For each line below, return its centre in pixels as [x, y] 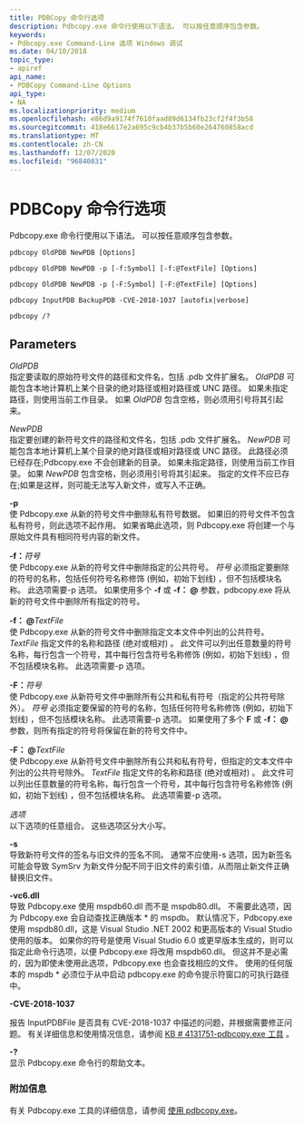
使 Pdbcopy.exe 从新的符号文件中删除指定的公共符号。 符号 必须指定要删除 [150, 567]
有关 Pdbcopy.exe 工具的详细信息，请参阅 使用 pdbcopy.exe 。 [126, 1110]
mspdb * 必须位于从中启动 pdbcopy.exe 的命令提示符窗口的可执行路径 [158, 974]
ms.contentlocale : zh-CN [56, 144]
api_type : [28, 93]
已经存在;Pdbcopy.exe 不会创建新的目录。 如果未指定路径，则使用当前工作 [148, 463]
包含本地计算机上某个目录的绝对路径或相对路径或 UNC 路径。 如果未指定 [152, 388]
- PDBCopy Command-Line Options [70, 85]
